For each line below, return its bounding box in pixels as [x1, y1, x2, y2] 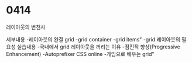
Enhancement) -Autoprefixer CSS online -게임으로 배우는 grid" [6, 50, 155, 57]
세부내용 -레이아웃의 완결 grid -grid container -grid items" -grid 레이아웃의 [6, 36, 180, 43]
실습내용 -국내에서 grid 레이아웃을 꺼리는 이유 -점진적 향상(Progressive [16, 43, 180, 50]
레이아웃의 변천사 [6, 23, 46, 30]
